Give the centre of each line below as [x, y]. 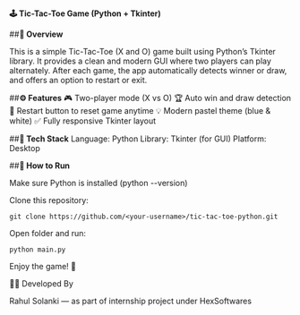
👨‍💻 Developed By [42, 284]
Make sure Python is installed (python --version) [99, 183]
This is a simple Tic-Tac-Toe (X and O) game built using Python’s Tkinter [142, 51]
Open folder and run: [48, 233]
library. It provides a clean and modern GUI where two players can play [140, 61]
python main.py [38, 250]
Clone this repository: [49, 200]
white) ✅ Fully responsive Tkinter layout [83, 121]
